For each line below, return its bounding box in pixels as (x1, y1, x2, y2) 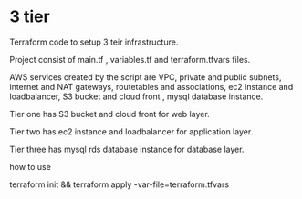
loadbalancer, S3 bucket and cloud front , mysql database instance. (9, 91, 264, 102)
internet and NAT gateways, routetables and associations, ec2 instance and (9, 81, 294, 92)
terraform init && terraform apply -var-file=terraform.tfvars (9, 179, 230, 190)
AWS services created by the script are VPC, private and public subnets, (9, 71, 282, 83)
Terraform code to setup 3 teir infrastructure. (9, 36, 179, 47)
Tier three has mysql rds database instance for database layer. (9, 144, 245, 154)
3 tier (9, 6, 50, 27)
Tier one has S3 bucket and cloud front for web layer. (9, 108, 210, 119)
